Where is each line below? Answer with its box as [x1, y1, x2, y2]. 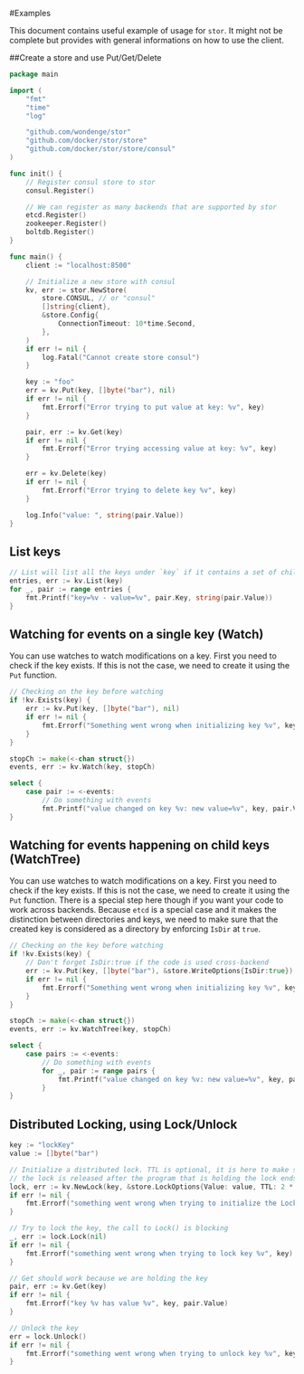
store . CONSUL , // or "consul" [42, 294, 156, 303]
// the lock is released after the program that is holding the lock [9, 1173, 278, 1183]
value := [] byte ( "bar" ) [9, 1149, 100, 1158]
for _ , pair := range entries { [9, 584, 131, 593]
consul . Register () [25, 185, 95, 195]
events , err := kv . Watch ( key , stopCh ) [9, 763, 156, 772]
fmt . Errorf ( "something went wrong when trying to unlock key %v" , [25, 1349, 281, 1358]
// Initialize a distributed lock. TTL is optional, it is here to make [9, 1165, 290, 1174]
